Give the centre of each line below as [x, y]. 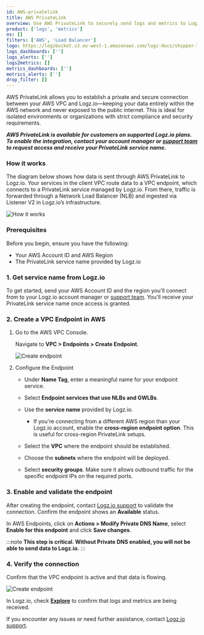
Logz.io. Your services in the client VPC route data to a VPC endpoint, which [102, 183]
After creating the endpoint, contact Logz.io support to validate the [90, 505]
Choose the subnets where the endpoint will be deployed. [97, 458]
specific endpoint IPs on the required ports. [78, 476]
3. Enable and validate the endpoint [59, 492]
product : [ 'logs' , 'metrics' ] [45, 29]
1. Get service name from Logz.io [56, 277]
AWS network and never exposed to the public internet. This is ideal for [96, 110]
